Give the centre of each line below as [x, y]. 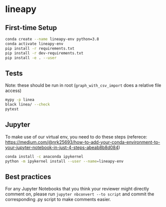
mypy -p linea [20, 100]
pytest [12, 109]
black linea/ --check [28, 104]
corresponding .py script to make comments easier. [58, 199]
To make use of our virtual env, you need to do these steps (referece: [76, 136]
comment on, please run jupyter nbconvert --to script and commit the [80, 194]
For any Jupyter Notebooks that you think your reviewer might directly [77, 189]
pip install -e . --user [31, 58]
